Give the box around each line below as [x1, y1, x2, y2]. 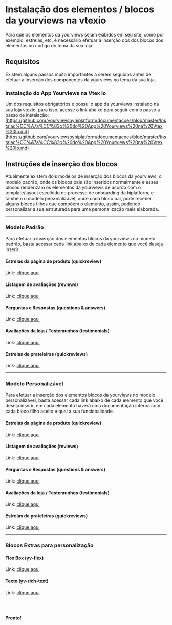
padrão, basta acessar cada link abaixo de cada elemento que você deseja [5, 241, 163, 247]
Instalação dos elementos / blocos [5, 4, 155, 15]
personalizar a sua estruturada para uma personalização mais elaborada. [5, 206, 160, 212]
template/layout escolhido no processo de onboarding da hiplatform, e [5, 189, 154, 196]
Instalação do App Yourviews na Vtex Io [5, 89, 106, 96]
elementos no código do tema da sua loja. [5, 42, 94, 48]
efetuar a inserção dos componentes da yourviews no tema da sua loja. [5, 76, 156, 83]
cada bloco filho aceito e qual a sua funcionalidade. [5, 408, 114, 415]
